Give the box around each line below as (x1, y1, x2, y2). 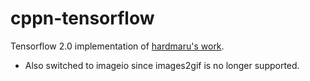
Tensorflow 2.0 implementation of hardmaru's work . (10, 40, 225, 52)
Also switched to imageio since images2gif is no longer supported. (24, 59, 300, 71)
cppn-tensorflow (10, 7, 155, 30)
